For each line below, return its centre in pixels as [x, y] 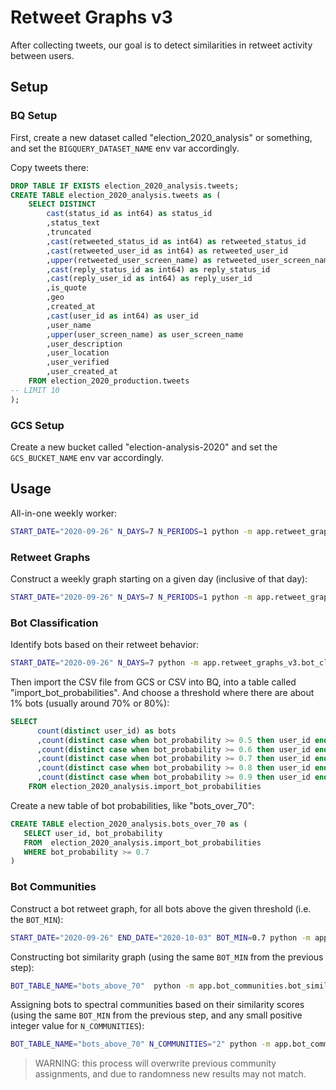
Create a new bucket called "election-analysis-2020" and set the [144, 447]
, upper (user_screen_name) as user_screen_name [145, 334]
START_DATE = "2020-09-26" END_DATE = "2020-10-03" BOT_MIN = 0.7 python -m [160, 937]
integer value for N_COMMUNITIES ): [77, 1026]
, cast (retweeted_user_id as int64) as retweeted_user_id [167, 251]
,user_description [84, 344]
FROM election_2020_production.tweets [109, 381]
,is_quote [66, 288]
